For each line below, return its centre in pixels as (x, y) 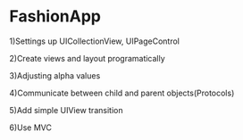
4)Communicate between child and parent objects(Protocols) (122, 93)
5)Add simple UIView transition (66, 110)
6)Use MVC (30, 128)
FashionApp (55, 16)
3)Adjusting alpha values (55, 75)
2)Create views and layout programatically (87, 58)
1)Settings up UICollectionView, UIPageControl (95, 41)
